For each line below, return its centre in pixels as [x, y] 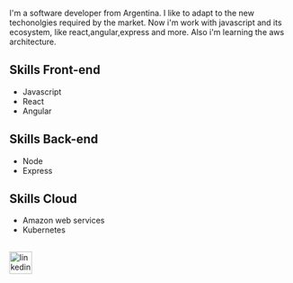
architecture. [33, 41]
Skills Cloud [44, 199]
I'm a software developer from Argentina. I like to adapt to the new [132, 13]
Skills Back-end [54, 139]
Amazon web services [63, 221]
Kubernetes [44, 230]
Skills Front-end [55, 70]
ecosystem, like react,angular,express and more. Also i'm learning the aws [147, 32]
